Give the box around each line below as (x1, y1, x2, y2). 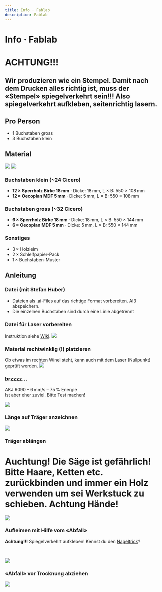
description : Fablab (5, 12, 48, 17)
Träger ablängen (5, 437, 46, 444)
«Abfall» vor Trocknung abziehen (5, 570, 88, 577)
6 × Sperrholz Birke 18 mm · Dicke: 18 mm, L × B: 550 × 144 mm (12, 217, 143, 223)
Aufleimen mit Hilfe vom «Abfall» (5, 527, 87, 534)
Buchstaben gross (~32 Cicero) (5, 206, 83, 213)
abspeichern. (12, 303, 40, 309)
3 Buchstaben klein (12, 136, 52, 142)
